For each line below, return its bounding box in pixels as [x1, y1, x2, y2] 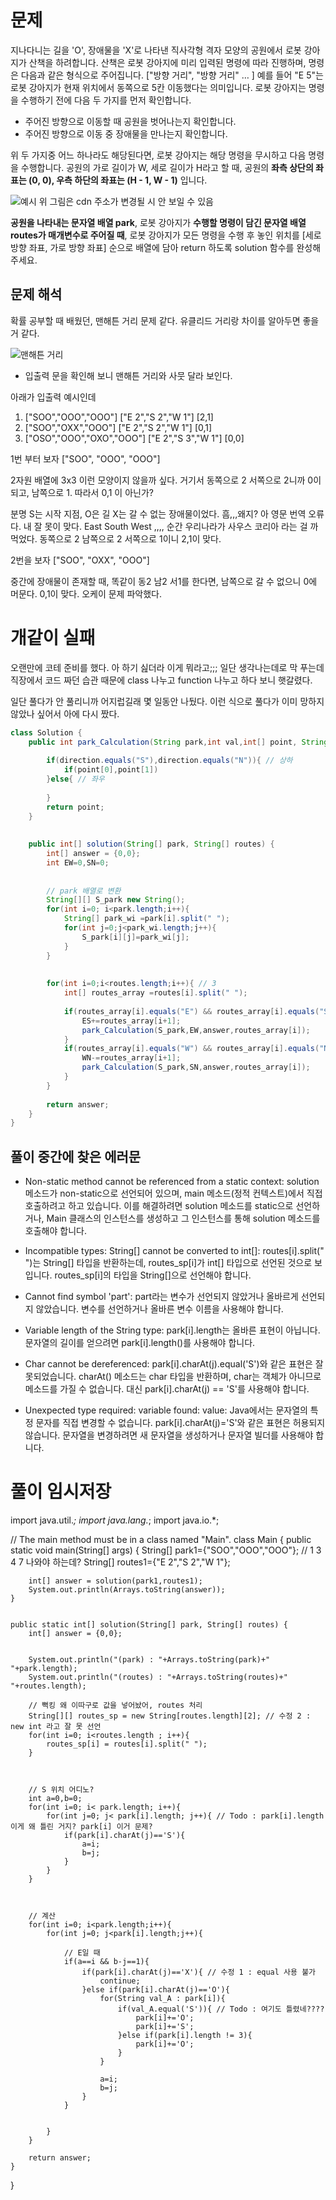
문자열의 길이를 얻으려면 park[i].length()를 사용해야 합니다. [24, 1337, 256, 1349]
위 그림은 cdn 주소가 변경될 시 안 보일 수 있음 [38, 195, 214, 207]
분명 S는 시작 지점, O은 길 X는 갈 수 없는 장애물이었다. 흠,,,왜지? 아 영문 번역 [10, 507, 307, 520]
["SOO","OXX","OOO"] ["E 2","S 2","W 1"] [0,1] [24, 421, 213, 433]
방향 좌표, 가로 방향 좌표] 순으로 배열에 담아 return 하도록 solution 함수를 [10, 241, 295, 253]
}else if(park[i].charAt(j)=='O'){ [81, 1985, 230, 1995]
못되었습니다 [24, 1371, 75, 1383]
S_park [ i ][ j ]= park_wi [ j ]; [81, 932, 190, 942]
